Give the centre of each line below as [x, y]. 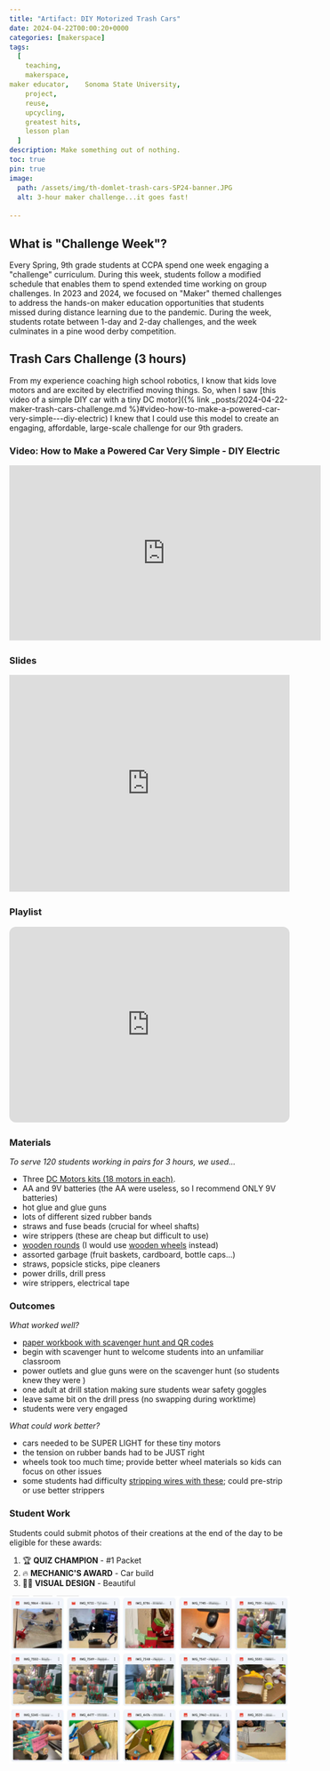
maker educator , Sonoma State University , [95, 85]
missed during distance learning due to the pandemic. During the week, [141, 312]
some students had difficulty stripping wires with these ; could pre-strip [152, 1481]
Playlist [26, 912]
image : [21, 178]
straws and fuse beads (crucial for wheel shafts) [111, 1226]
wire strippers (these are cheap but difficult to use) [115, 1236]
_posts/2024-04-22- [250, 399]
